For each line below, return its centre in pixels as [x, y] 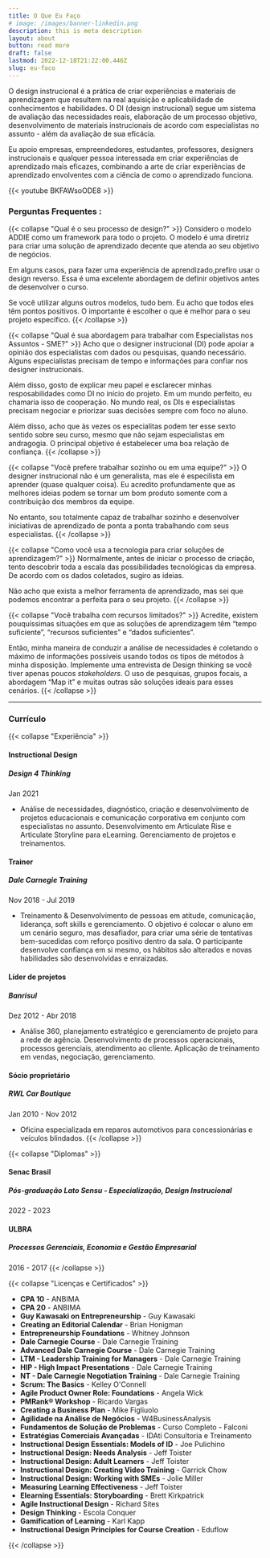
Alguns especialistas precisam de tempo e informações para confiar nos [128, 361]
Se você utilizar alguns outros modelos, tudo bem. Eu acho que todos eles [131, 303]
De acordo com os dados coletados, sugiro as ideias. [96, 576]
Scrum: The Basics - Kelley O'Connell [83, 1384]
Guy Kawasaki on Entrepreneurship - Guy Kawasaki [107, 1316]
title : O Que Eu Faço [45, 16]
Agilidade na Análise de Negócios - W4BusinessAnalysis [115, 1418]
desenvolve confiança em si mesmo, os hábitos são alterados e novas [136, 950]
